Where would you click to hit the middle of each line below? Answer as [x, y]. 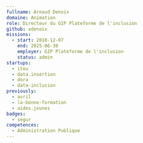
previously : [21, 91]
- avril [22, 97]
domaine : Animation [31, 18]
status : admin [35, 57]
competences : [23, 125]
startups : [19, 63]
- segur [22, 119]
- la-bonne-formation [39, 102]
